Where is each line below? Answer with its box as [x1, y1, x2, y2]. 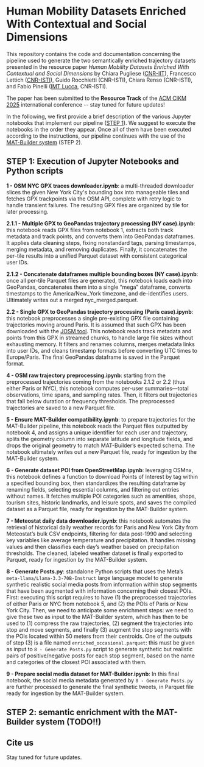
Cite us [6, 737, 34, 748]
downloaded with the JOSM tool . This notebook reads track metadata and [6, 327, 192, 334]
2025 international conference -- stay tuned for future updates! [6, 101, 166, 108]
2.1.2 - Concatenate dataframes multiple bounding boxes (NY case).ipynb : [6, 270, 199, 278]
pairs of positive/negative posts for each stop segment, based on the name [6, 652, 195, 659]
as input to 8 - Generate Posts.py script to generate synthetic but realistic [6, 645, 193, 652]
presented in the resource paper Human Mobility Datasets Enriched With [6, 63, 189, 71]
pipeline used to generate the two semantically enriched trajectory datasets [6, 57, 196, 64]
